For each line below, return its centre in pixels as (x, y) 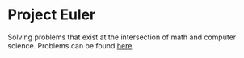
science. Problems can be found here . (71, 45)
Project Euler (52, 15)
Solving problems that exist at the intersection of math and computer (122, 37)
